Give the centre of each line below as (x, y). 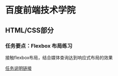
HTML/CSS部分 (30, 30)
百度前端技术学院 (41, 10)
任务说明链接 (18, 68)
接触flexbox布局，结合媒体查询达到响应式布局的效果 (59, 57)
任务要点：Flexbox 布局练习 (39, 45)
